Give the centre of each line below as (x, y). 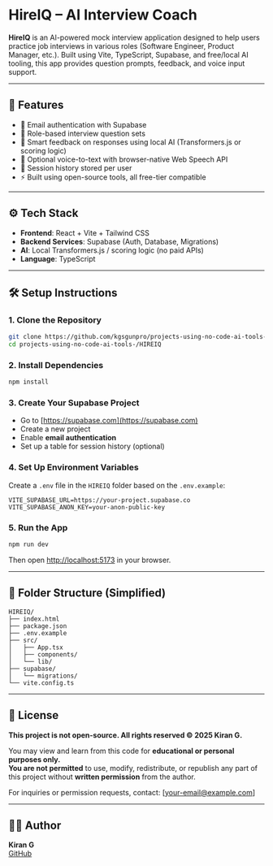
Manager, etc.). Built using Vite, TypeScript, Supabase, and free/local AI (129, 54)
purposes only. (35, 759)
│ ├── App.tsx (36, 647)
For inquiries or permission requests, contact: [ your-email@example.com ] (132, 792)
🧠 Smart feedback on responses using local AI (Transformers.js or (130, 142)
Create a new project (55, 429)
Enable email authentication (68, 438)
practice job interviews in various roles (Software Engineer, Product (121, 45)
